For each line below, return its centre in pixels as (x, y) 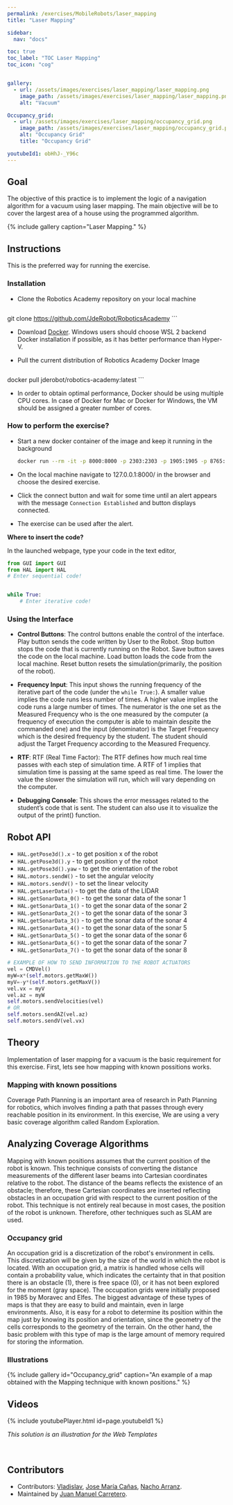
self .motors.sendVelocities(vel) (55, 1002)
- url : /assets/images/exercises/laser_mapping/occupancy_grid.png (113, 122)
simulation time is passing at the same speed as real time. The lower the (120, 772)
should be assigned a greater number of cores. (84, 408)
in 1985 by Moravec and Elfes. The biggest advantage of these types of (109, 1298)
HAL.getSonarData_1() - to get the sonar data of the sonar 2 (102, 906)
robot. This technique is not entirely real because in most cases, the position (116, 1205)
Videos (23, 1404)
